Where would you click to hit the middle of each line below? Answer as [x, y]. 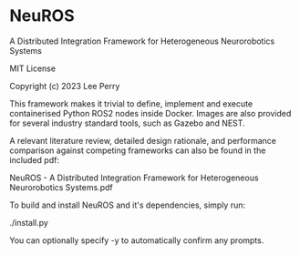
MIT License [33, 68]
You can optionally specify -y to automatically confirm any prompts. [137, 240]
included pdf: [34, 159]
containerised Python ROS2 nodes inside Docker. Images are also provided [150, 113]
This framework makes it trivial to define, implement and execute [131, 103]
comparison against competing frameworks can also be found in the [138, 150]
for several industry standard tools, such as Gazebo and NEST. [127, 123]
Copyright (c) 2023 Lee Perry [65, 86]
